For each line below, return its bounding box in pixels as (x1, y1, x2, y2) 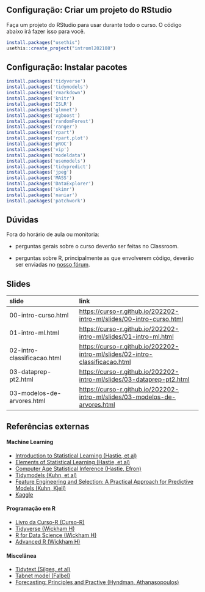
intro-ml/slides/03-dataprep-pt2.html (79, 376, 190, 384)
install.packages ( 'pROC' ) (6, 141, 72, 147)
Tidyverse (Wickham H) (15, 525, 75, 533)
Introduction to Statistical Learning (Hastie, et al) (15, 452, 137, 459)
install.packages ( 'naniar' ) (6, 192, 78, 198)
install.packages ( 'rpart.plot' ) (6, 135, 88, 141)
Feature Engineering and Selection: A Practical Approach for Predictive (15, 478, 194, 485)
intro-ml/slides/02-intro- (79, 350, 153, 358)
